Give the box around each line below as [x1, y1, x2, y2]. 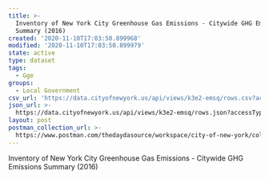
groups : [8, 79, 34, 87]
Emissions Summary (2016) [8, 161, 98, 171]
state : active [8, 49, 56, 57]
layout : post [8, 116, 52, 124]
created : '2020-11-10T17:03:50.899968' [8, 34, 142, 43]
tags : [8, 64, 26, 72]
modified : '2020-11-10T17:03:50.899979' [8, 42, 146, 50]
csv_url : [8, 94, 38, 102]
